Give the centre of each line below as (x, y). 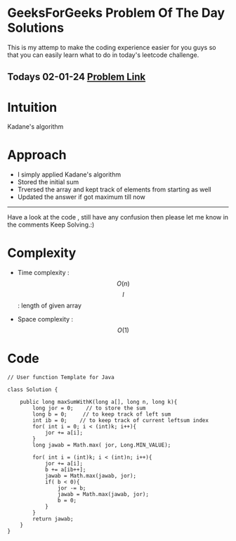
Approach (37, 155)
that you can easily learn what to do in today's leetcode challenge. (103, 55)
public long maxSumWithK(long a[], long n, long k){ (99, 402)
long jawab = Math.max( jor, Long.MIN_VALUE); (102, 445)
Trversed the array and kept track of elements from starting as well (114, 190)
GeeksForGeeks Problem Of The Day (116, 13)
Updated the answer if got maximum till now (81, 197)
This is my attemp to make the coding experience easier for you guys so (112, 47)
